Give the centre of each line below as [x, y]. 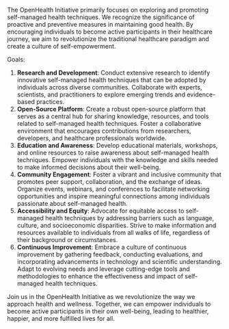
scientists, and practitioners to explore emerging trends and [101, 94]
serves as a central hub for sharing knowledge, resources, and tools [113, 116]
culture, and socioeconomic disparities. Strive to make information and [117, 225]
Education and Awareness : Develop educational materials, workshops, [117, 145]
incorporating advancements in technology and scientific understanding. [119, 262]
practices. [51, 102]
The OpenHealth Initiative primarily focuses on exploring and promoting [108, 10]
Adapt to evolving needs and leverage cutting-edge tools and [103, 269]
